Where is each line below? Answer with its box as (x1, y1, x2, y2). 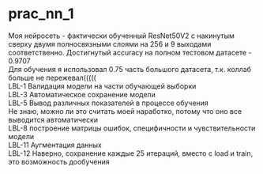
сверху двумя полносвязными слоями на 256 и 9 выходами (8, 39, 212, 48)
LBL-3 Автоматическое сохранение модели (8, 89, 156, 99)
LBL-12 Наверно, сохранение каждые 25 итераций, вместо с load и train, (8, 148, 254, 158)
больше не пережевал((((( (8, 73, 96, 82)
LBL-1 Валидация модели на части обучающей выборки (8, 81, 197, 91)
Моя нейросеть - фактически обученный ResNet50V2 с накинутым (8, 31, 235, 40)
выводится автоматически (8, 115, 99, 124)
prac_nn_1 (8, 5, 74, 23)
